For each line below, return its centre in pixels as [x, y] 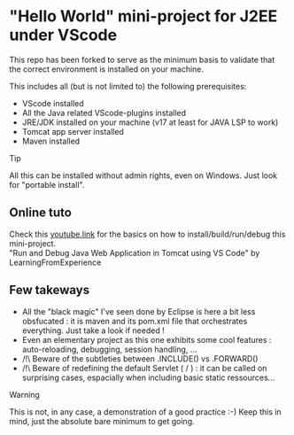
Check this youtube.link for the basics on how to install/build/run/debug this [147, 234]
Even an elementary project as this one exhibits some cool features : [147, 339]
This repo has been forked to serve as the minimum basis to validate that [142, 59]
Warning [24, 394]
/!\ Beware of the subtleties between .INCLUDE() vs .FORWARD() [140, 358]
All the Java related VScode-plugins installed [104, 113]
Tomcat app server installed [73, 131]
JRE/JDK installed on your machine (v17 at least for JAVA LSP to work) [150, 122]
